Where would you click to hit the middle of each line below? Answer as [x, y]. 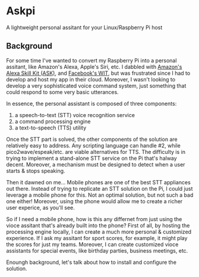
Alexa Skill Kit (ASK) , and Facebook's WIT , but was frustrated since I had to [98, 73]
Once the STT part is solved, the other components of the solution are [92, 139]
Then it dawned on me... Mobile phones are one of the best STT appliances [99, 182]
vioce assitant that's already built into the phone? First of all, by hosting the [98, 225]
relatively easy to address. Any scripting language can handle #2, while [94, 145]
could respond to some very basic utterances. [62, 92]
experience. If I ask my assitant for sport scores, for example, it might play [97, 238]
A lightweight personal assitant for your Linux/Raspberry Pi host [84, 27]
